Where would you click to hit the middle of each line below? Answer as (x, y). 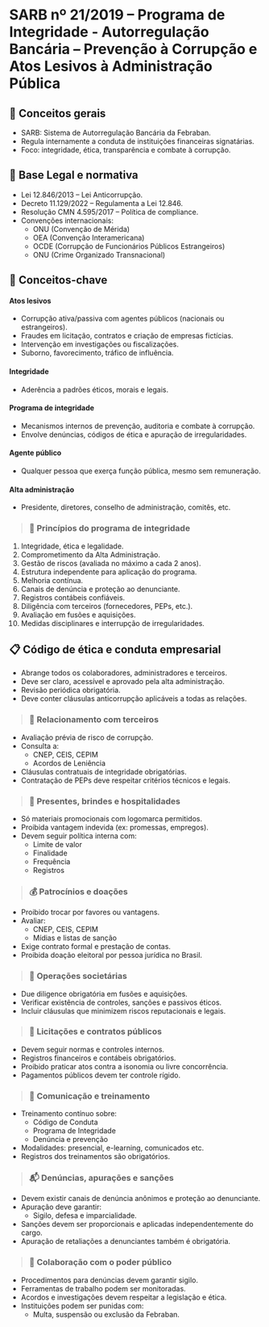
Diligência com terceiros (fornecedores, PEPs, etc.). (107, 606)
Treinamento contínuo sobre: (69, 1114)
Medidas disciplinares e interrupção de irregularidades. (112, 623)
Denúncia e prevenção (70, 1140)
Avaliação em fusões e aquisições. (78, 615)
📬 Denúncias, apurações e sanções (101, 1178)
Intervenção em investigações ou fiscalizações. (100, 344)
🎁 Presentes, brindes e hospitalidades (104, 801)
